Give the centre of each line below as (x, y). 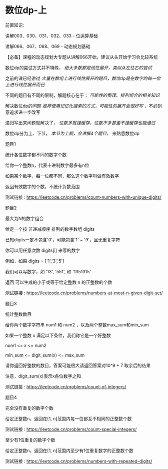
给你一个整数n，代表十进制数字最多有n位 (47, 165)
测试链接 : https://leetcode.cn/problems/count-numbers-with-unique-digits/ (83, 197)
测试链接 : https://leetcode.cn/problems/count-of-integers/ (66, 386)
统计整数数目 (18, 314)
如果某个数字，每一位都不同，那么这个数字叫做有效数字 (62, 176)
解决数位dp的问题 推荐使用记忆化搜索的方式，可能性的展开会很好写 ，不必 (81, 106)
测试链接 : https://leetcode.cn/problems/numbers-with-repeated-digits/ (79, 461)
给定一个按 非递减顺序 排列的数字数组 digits (50, 229)
